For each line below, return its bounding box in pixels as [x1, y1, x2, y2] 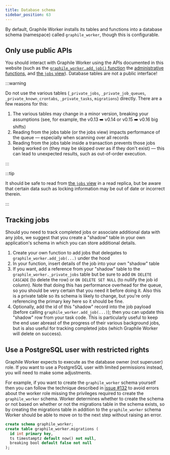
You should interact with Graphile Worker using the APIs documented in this [5, 59, 164, 66]
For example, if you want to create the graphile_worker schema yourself [5, 379, 156, 385]
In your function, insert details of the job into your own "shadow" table [12, 261, 160, 267]
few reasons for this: [5, 101, 48, 107]
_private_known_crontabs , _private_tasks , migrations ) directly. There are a [5, 95, 162, 102]
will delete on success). [12, 331, 62, 337]
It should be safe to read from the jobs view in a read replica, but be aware [5, 180, 161, 186]
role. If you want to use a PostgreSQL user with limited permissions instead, [5, 364, 163, 370]
